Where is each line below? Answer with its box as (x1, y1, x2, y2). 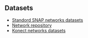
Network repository (11, 22, 52, 28)
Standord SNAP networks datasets (11, 17, 83, 23)
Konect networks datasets (11, 27, 66, 34)
